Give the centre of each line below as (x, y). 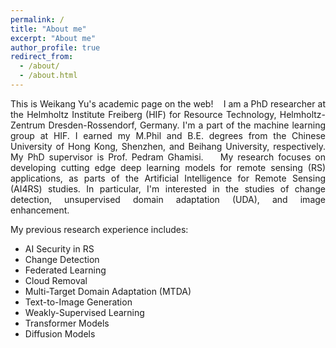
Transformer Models (67, 323)
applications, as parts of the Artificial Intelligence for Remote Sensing (168, 178)
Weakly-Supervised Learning (84, 312)
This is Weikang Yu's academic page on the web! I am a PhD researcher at (168, 103)
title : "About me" (48, 29)
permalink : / (37, 19)
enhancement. (40, 210)
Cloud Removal (56, 280)
